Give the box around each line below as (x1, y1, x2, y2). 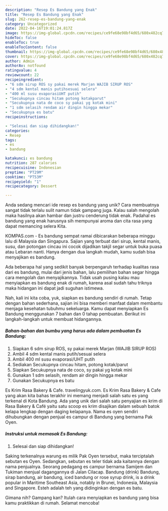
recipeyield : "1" (5, 179, 41, 184)
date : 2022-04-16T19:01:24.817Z (5, 26, 72, 31)
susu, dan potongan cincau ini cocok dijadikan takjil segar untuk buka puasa (5, 243, 162, 249)
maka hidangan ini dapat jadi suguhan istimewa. (5, 285, 104, 291)
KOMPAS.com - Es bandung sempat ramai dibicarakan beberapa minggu (5, 233, 155, 239)
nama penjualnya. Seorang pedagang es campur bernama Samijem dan (5, 464, 152, 470)
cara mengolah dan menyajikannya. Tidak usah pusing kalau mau (5, 275, 140, 281)
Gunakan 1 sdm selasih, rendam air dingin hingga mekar (12, 372, 128, 378)
